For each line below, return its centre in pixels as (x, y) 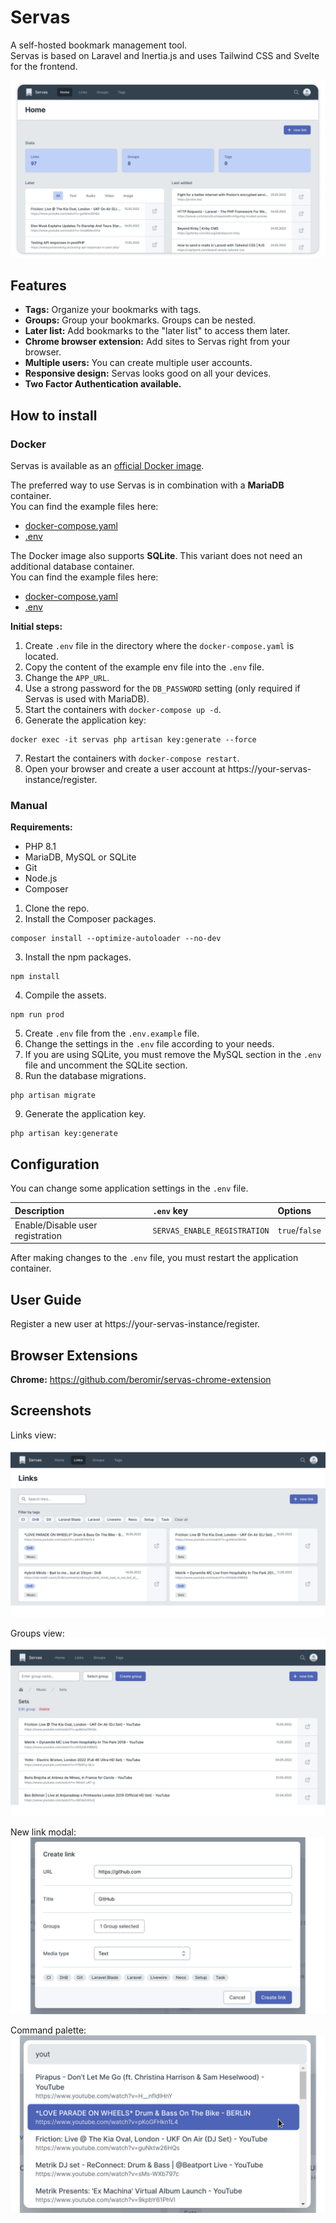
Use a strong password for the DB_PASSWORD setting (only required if (162, 688)
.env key (170, 1210)
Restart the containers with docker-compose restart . (132, 758)
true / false (299, 1230)
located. (41, 656)
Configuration (55, 1164)
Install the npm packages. (78, 957)
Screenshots (51, 1411)
